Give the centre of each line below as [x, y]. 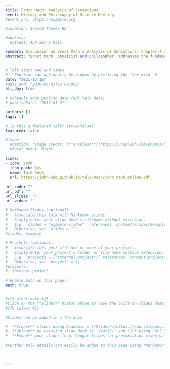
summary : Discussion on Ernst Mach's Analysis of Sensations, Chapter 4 [83, 52]
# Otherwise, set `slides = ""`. [43, 229]
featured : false [22, 131]
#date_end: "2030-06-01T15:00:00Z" [43, 84]
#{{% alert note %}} [27, 299]
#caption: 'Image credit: [37, 145]
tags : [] [14, 117]
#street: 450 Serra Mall [36, 43]
